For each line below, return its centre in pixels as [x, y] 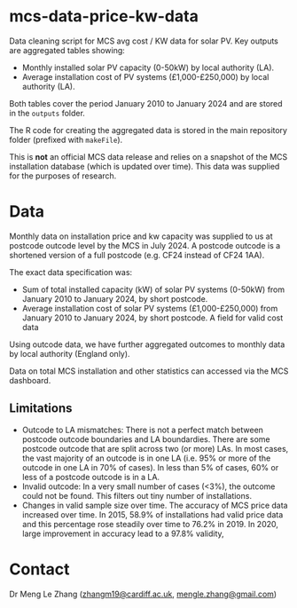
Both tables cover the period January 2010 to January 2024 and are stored [146, 103]
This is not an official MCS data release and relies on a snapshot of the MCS [148, 156]
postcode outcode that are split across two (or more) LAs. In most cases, [155, 448]
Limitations [41, 409]
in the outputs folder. [47, 113]
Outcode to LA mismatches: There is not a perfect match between [143, 430]
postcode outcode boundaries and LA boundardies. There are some [146, 439]
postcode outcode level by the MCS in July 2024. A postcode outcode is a [145, 245]
